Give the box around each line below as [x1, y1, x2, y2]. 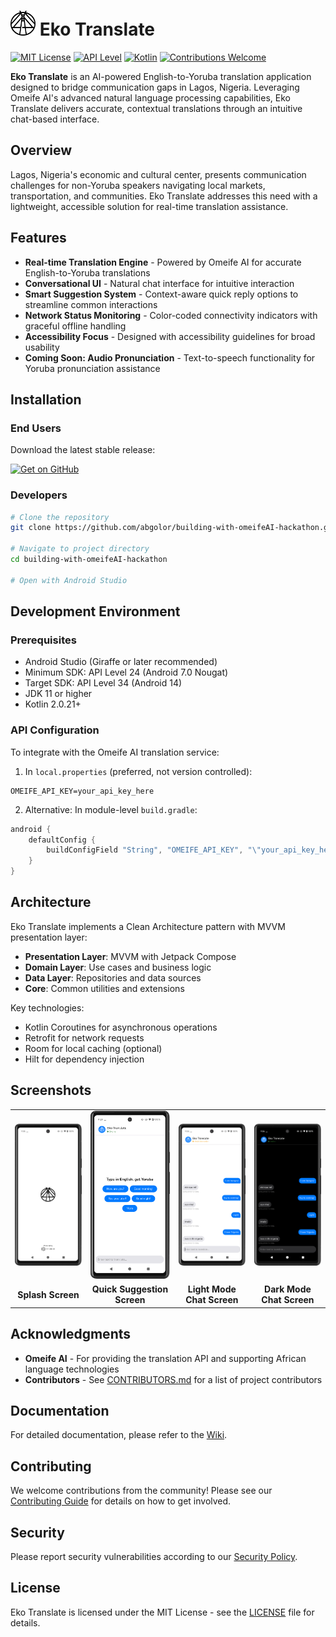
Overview [10, 142, 73, 159]
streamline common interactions [24, 298, 158, 310]
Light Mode [187, 1283, 237, 1295]
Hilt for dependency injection [24, 1053, 145, 1065]
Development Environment [10, 603, 181, 620]
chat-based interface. [10, 113, 100, 125]
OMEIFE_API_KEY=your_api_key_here [10, 786, 155, 796]
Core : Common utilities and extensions [24, 982, 185, 994]
